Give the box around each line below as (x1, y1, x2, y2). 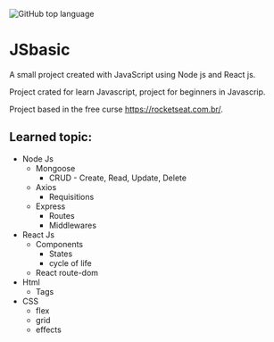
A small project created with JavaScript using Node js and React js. (9, 69, 256, 79)
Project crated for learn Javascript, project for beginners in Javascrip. (9, 86, 266, 97)
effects (35, 324, 62, 335)
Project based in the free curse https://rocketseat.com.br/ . (9, 104, 223, 114)
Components (35, 238, 83, 249)
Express (35, 201, 66, 212)
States (48, 248, 73, 259)
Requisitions (48, 191, 95, 202)
